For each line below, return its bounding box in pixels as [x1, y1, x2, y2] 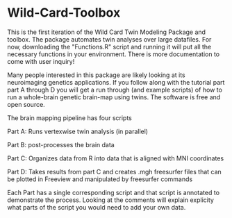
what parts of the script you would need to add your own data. [7, 203, 186, 211]
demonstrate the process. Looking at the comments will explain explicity [7, 196, 214, 204]
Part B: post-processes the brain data [7, 140, 115, 149]
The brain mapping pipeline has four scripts [7, 113, 132, 122]
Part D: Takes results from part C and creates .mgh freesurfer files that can [7, 167, 222, 176]
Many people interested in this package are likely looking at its [7, 71, 185, 79]
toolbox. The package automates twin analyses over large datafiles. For [7, 35, 212, 43]
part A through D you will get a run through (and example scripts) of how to [7, 85, 222, 94]
